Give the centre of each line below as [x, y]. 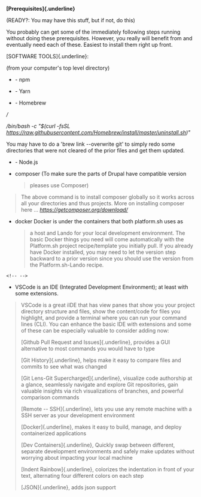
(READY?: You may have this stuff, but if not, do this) [71, 20]
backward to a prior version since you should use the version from [112, 258]
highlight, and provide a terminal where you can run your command [104, 318]
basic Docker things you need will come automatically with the [107, 239]
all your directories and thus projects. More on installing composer [103, 203]
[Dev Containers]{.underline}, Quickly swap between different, [98, 445]
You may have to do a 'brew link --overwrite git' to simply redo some [91, 144]
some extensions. [36, 293]
